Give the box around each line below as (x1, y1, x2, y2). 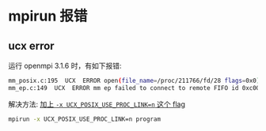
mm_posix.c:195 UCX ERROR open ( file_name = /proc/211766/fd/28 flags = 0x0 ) (8, 77, 260, 84)
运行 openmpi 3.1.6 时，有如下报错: (8, 61, 122, 70)
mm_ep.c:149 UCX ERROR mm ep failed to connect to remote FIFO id (8, 84, 239, 92)
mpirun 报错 (8, 7, 88, 25)
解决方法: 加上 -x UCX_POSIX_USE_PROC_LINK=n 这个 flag (8, 99, 186, 109)
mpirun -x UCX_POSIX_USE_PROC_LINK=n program (8, 115, 161, 123)
